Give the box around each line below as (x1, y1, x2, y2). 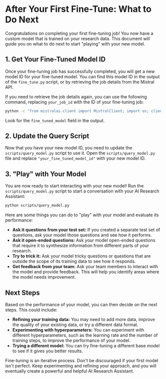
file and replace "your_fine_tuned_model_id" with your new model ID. (5, 155, 146, 161)
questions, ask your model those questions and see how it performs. (12, 232, 152, 238)
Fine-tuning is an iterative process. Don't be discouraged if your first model (5, 357, 159, 363)
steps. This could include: (5, 307, 58, 313)
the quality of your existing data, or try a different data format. (12, 322, 138, 328)
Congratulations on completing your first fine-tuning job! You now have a (5, 30, 154, 36)
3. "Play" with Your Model (5, 170, 86, 178)
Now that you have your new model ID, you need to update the (5, 145, 132, 151)
